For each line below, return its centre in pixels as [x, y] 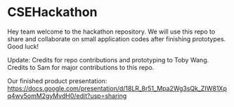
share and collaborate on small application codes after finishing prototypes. [117, 38]
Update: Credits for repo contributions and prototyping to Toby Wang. [108, 59]
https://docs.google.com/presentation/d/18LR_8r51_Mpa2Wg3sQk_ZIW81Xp [117, 88]
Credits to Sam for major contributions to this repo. [81, 67]
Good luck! [23, 46]
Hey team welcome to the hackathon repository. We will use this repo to [111, 31]
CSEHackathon [52, 12]
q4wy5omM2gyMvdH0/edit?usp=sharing [67, 96]
